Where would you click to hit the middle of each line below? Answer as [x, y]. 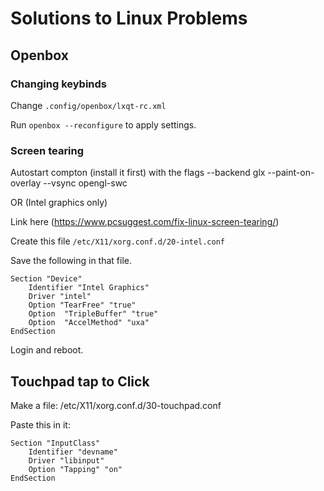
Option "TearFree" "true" [82, 305]
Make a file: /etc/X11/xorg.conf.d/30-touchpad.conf [116, 405]
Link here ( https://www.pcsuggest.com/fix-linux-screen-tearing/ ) [145, 222]
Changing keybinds [58, 84]
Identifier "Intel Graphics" [89, 288]
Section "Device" [46, 279]
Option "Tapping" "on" [75, 469]
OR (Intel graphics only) [59, 203]
